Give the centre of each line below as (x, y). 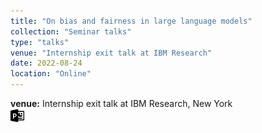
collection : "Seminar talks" (71, 31)
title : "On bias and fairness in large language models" (131, 21)
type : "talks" (40, 42)
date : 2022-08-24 (46, 63)
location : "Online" (51, 74)
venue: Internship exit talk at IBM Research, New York (121, 103)
